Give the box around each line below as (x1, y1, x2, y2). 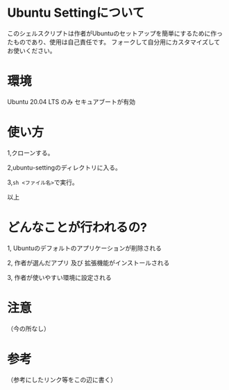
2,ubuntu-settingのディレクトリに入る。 (7, 163, 121, 172)
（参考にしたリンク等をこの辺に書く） (7, 375, 117, 384)
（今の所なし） (7, 324, 50, 333)
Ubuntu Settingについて (7, 5, 145, 21)
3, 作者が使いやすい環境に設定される (7, 273, 112, 281)
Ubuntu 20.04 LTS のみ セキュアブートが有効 (7, 97, 136, 106)
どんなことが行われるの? (7, 220, 148, 235)
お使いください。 (7, 46, 56, 55)
